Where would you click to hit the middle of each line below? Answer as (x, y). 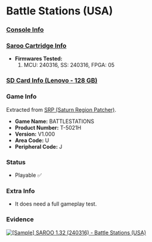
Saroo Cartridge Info (36, 46)
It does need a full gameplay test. (56, 204)
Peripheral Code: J (38, 146)
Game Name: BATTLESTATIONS (54, 121)
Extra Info (21, 191)
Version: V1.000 (35, 134)
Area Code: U (32, 140)
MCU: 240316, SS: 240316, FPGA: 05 (69, 65)
